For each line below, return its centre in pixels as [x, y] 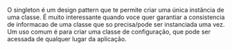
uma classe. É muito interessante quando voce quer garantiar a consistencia [116, 17]
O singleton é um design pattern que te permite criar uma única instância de [116, 10]
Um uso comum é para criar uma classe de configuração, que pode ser [109, 32]
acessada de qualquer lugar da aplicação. [67, 39]
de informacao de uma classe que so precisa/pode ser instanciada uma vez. [116, 24]
